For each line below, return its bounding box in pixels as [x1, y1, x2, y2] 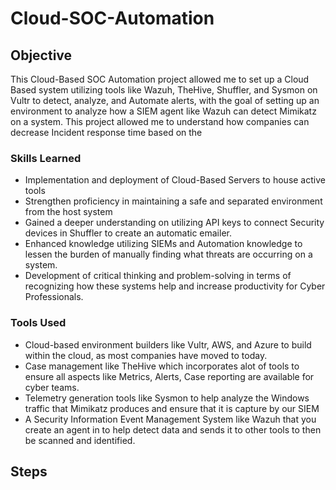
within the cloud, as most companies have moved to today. [24, 349, 268, 361]
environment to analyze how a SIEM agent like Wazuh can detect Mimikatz [10, 105, 317, 117]
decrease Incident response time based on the [10, 127, 203, 138]
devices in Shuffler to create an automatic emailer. [24, 227, 232, 239]
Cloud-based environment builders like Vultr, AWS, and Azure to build [24, 338, 312, 351]
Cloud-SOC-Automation [10, 7, 215, 30]
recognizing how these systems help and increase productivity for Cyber [24, 280, 326, 292]
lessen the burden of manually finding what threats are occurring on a [24, 248, 313, 261]
